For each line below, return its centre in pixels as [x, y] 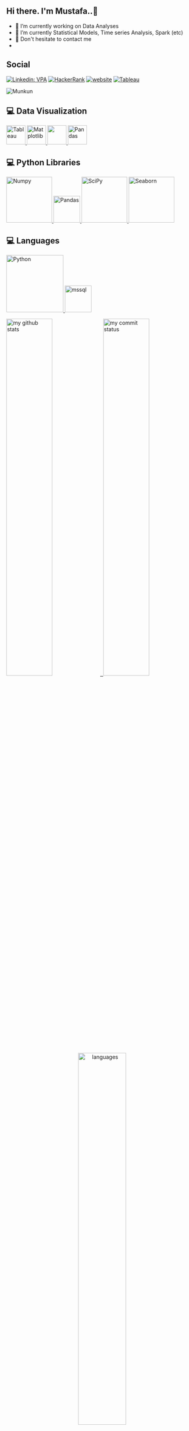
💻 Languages [33, 241]
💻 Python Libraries [43, 162]
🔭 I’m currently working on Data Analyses [67, 26]
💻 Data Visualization [47, 111]
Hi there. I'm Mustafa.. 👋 [52, 11]
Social [18, 65]
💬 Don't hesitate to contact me [53, 39]
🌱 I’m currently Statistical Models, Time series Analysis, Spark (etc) [99, 32]
